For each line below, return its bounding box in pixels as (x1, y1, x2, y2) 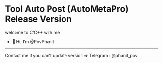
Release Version (5, 13, 72, 25)
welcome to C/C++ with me (5, 29, 60, 35)
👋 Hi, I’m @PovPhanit (12, 38, 54, 44)
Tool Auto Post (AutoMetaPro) (5, 3, 129, 14)
